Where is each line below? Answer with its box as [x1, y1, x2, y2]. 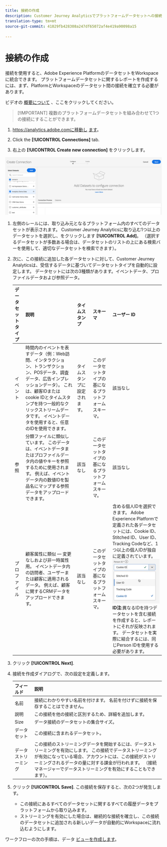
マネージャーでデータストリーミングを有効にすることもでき [34, 766, 156, 772]
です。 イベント [29, 413, 61, 419]
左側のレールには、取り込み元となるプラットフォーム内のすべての [12, 221, 147, 227]
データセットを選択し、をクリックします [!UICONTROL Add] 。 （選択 [12, 233, 156, 239]
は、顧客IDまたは [25, 388, 61, 394]
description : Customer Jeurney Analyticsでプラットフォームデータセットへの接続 [5, 13, 163, 18]
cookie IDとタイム [25, 394, 62, 400]
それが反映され [121, 623, 152, 629]
